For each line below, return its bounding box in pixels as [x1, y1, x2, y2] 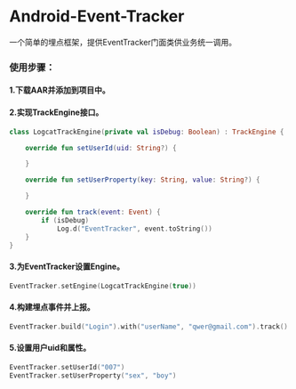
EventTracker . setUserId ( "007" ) [9, 362, 125, 371]
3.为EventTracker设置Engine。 [9, 261, 124, 271]
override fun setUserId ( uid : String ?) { [25, 143, 177, 152]
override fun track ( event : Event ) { [25, 207, 162, 217]
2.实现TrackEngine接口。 [9, 107, 104, 118]
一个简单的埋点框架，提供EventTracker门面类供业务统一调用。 [9, 36, 237, 47]
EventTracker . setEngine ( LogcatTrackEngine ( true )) [9, 281, 197, 290]
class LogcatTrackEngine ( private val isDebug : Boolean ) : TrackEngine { [9, 127, 284, 136]
